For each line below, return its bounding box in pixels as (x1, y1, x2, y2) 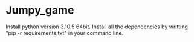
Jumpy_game (5, 4, 74, 17)
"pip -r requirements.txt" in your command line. (5, 29, 124, 36)
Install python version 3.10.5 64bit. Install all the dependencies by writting (5, 23, 189, 30)
